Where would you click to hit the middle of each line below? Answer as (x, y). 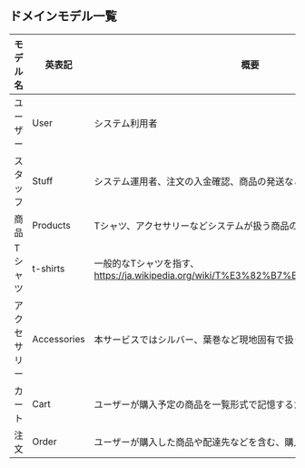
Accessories (59, 339)
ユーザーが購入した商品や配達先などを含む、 (189, 442)
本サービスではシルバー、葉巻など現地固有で (189, 340)
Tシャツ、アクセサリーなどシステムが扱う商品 (192, 226)
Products (51, 225)
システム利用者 (126, 123)
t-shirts (49, 269)
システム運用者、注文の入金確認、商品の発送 (189, 181)
